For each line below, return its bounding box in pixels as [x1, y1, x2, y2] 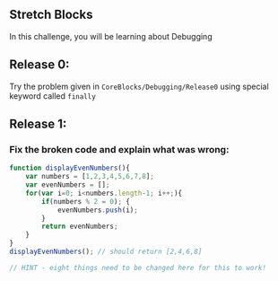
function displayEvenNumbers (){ [9, 163, 130, 173]
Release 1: [9, 117, 67, 132]
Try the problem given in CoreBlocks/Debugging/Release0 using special [9, 81, 269, 92]
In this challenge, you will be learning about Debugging [9, 31, 213, 41]
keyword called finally [9, 90, 96, 101]
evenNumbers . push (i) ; [56, 206, 139, 215]
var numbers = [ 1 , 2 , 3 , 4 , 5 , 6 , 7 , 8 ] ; [25, 172, 154, 181]
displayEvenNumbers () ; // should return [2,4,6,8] [9, 247, 203, 257]
